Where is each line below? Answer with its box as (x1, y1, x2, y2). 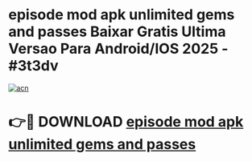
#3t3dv (8, 57, 59, 75)
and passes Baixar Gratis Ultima (8, 22, 226, 41)
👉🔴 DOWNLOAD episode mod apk (8, 113, 244, 131)
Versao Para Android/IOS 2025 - (8, 40, 229, 58)
